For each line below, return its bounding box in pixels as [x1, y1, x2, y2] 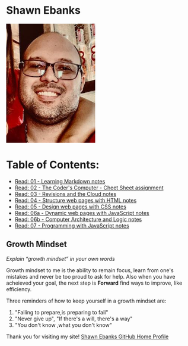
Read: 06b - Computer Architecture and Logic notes [14, 216, 142, 223]
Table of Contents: [6, 158, 100, 172]
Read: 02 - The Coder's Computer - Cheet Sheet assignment [14, 184, 164, 191]
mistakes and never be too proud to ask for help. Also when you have [6, 273, 176, 280]
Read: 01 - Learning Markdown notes [14, 177, 106, 185]
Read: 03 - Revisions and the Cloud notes [14, 190, 117, 197]
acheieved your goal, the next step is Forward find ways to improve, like [6, 279, 183, 286]
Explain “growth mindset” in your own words [6, 255, 116, 262]
